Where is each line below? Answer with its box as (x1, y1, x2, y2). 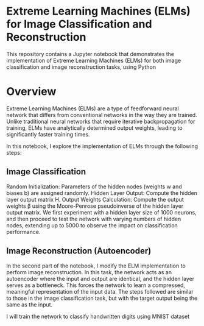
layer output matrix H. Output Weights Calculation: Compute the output (6, 196, 184, 203)
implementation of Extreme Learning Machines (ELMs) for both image (6, 57, 181, 64)
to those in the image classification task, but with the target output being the (6, 294, 198, 302)
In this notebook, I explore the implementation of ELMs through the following (6, 142, 198, 150)
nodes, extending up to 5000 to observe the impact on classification (6, 221, 178, 229)
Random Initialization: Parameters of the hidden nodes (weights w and (6, 183, 183, 190)
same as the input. (6, 300, 53, 308)
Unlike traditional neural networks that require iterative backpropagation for (6, 118, 195, 125)
